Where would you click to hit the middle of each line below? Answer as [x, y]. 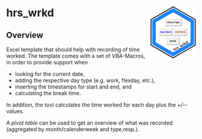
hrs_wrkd [30, 13]
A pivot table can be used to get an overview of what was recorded [90, 123]
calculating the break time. [48, 93]
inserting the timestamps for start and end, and [73, 87]
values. [15, 111]
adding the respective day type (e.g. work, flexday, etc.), [85, 80]
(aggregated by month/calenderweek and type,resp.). [73, 129]
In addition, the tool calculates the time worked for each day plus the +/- [96, 105]
